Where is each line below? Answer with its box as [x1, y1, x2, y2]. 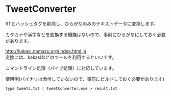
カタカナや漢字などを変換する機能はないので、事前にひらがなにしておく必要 [5, 31, 166, 37]
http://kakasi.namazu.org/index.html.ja [5, 48, 86, 54]
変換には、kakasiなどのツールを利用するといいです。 [5, 54, 117, 60]
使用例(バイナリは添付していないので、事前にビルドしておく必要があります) [5, 76, 165, 82]
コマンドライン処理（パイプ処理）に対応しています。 [5, 65, 117, 71]
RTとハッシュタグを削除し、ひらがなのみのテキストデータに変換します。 [5, 20, 158, 27]
